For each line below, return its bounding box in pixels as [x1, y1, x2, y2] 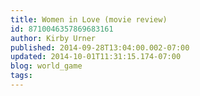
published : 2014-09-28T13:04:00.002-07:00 [10, 42, 190, 53]
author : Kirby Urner [10, 33, 97, 43]
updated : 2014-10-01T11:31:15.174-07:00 [10, 52, 182, 62]
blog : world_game [10, 61, 83, 71]
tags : [10, 71, 33, 81]
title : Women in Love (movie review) [10, 14, 168, 25]
